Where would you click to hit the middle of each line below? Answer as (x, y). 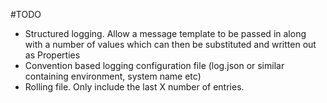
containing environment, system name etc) (113, 76)
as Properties (52, 55)
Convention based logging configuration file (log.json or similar (154, 65)
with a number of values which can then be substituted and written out (170, 44)
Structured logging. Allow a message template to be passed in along (165, 33)
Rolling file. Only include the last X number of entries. (134, 87)
